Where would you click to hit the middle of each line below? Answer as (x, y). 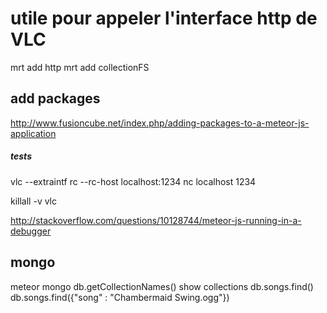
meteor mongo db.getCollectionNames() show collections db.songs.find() (162, 286)
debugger (31, 231)
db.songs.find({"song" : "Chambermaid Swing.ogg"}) (120, 297)
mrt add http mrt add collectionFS (80, 67)
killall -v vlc (34, 201)
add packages (55, 98)
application (33, 133)
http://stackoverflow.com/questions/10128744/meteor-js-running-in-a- (156, 220)
